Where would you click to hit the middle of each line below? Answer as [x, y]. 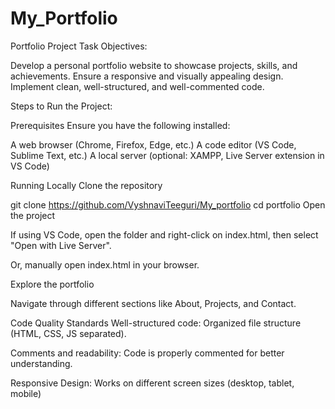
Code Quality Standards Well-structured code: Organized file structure [156, 323]
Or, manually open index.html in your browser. [105, 264]
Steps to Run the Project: [61, 106]
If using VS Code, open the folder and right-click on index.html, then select [164, 234]
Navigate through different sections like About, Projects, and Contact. [153, 303]
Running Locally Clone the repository [86, 185]
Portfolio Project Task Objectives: [79, 46]
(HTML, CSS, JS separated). [68, 333]
